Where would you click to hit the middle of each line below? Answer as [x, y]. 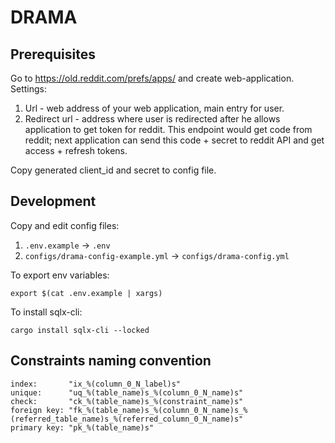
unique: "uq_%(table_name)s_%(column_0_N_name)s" [127, 392]
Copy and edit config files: [65, 225]
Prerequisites [53, 54]
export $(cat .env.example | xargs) [86, 293]
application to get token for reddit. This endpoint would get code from [168, 129]
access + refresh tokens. [76, 150]
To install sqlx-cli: [46, 312]
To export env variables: [60, 275]
